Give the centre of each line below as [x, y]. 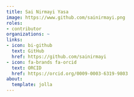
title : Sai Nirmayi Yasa [37, 12]
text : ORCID [27, 68]
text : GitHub [28, 51]
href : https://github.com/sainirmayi [59, 57]
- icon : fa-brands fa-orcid [42, 62]
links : [14, 40]
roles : [14, 23]
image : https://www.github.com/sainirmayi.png [66, 17]
